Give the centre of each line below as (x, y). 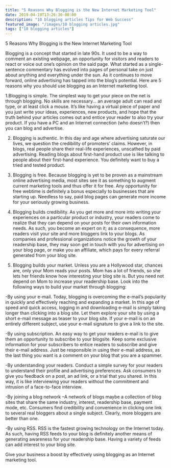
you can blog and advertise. (35, 128)
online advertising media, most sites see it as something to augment (84, 180)
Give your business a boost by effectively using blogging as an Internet (80, 455)
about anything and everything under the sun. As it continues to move (79, 75)
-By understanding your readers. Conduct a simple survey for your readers (84, 366)
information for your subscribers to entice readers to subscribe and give (81, 345)
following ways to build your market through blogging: (69, 287)
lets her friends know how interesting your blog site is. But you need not (88, 276)
